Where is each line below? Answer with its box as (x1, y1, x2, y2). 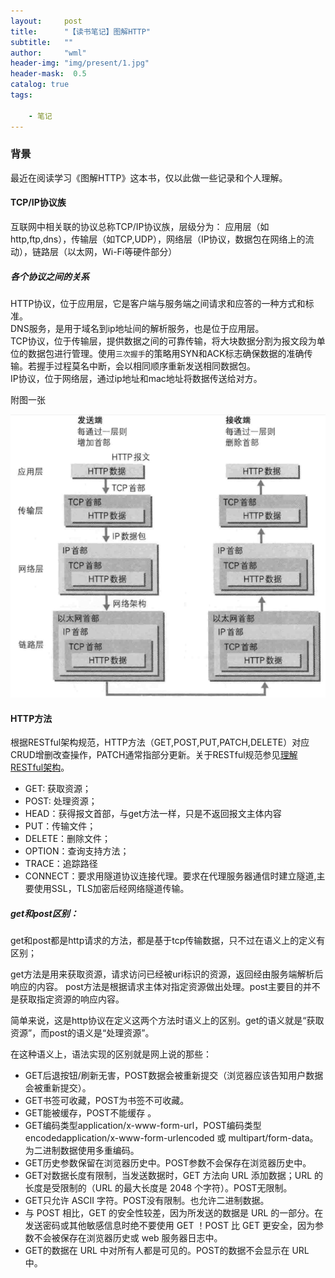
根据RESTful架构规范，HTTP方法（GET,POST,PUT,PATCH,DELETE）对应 (10, 736, 310, 749)
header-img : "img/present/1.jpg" (10, 58, 150, 69)
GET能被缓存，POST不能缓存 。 (24, 1107, 157, 1119)
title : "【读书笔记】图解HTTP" (10, 26, 151, 37)
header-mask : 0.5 (10, 69, 87, 79)
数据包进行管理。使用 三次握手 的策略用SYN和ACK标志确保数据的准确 (27, 347, 305, 359)
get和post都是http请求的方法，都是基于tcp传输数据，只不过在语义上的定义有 (10, 935, 326, 947)
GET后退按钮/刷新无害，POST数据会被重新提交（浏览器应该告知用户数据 (24, 1070, 324, 1082)
